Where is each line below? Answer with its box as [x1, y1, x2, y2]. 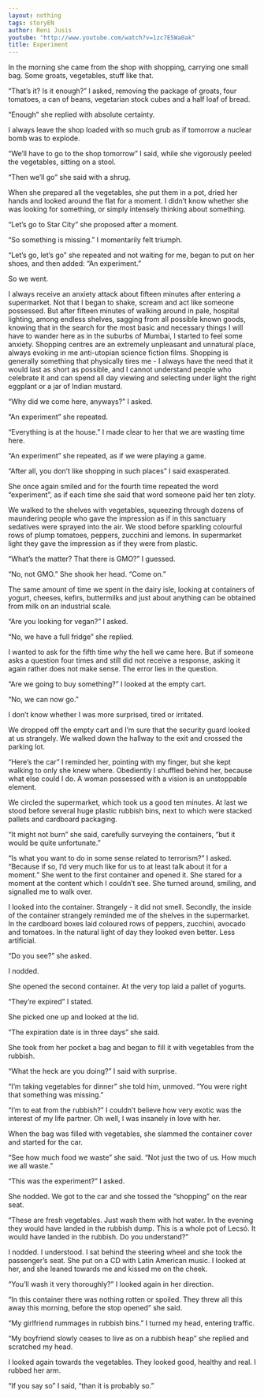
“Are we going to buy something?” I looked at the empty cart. [8, 679, 206, 689]
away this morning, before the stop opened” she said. [8, 1303, 183, 1313]
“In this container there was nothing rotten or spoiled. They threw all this [8, 1295, 243, 1304]
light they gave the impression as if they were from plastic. [8, 539, 199, 548]
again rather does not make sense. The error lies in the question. [8, 664, 218, 674]
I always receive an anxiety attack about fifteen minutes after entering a [8, 290, 241, 299]
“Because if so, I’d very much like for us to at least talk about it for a [8, 862, 228, 872]
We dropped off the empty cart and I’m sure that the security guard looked [8, 725, 251, 735]
